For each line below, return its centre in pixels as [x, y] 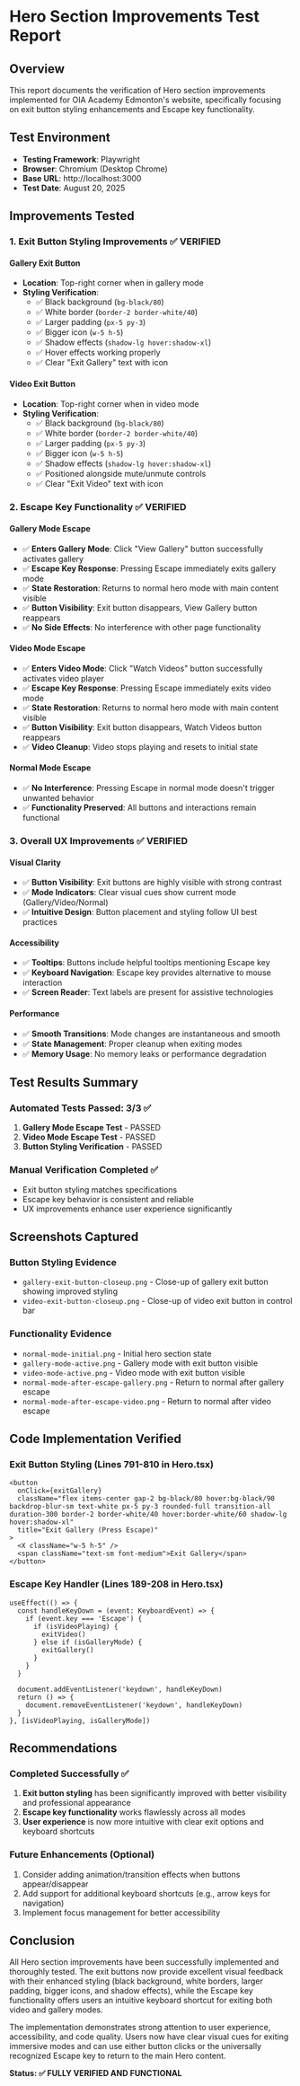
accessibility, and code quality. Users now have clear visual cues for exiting [149, 2037]
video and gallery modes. [56, 2010]
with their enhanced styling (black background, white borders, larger [136, 1981]
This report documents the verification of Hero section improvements [137, 90]
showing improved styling [70, 1291]
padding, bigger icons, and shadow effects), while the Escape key [131, 1991]
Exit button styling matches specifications [100, 1189]
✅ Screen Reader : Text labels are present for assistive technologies [148, 992]
